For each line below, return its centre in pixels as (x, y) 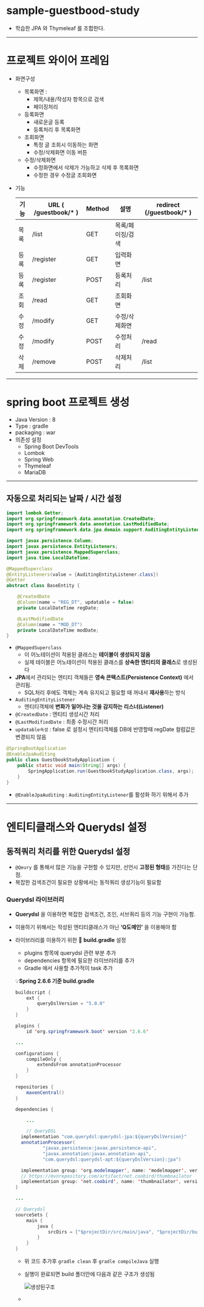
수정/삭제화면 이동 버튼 (60, 152)
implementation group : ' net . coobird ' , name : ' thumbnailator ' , (101, 1182)
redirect (168, 205)
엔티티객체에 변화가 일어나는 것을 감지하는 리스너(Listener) (94, 707)
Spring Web (39, 459)
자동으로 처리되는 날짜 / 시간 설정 (64, 499)
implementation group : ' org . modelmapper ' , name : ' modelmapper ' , (104, 1170)
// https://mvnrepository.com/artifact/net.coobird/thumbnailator (107, 1176)
